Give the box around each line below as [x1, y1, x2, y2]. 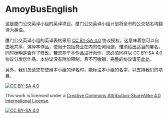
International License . [5, 98, 50, 104]
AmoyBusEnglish [5, 3, 78, 15]
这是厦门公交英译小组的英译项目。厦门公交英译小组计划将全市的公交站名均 [5, 20, 158, 26]
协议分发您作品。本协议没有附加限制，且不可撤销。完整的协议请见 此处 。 [5, 56, 154, 62]
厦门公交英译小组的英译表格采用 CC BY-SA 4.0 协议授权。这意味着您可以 [5, 37, 155, 43]
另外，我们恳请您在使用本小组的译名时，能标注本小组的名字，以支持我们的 [5, 66, 158, 73]
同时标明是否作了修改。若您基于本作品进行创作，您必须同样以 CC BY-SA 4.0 [5, 50, 162, 56]
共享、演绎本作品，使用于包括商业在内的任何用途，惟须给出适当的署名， [13, 43, 163, 49]
